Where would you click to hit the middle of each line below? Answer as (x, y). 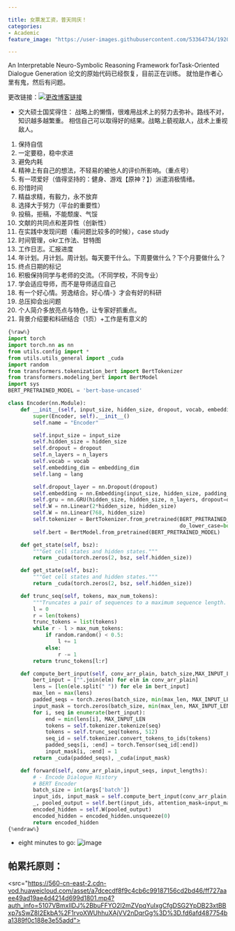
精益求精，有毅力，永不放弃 (58, 197)
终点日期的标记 (39, 267)
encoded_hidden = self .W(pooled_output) (92, 809)
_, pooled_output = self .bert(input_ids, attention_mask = (119, 803)
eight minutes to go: (47, 842)
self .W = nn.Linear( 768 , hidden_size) (89, 513)
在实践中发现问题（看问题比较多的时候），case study (93, 232)
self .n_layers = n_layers (71, 455)
